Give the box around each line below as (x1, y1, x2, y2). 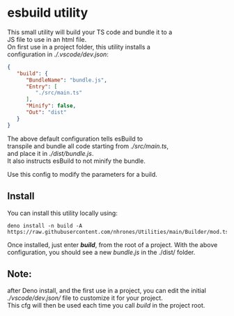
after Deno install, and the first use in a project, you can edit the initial (7, 287, 207, 295)
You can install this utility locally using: (7, 209, 118, 217)
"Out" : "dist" (25, 109, 68, 116)
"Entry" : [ (25, 83, 58, 90)
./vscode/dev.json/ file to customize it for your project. (7, 294, 164, 302)
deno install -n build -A (7, 222, 82, 229)
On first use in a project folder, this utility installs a (7, 42, 151, 51)
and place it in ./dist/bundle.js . (7, 149, 94, 157)
